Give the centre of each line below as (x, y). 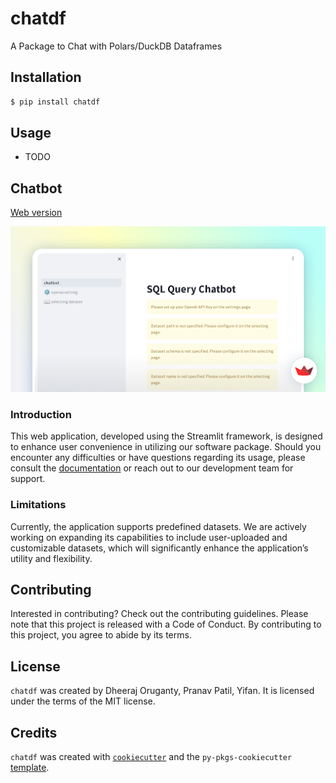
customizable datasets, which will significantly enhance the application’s (159, 548)
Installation (46, 77)
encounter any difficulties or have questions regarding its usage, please (158, 458)
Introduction (41, 414)
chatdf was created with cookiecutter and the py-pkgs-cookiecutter (151, 757)
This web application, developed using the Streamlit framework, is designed (166, 436)
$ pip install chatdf (55, 102)
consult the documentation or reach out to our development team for (152, 468)
